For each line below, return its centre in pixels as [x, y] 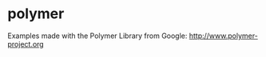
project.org [26, 44]
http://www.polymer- [224, 36]
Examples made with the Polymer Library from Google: [97, 36]
